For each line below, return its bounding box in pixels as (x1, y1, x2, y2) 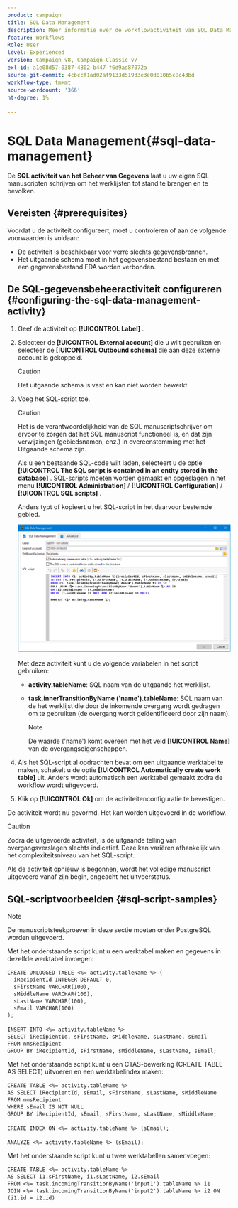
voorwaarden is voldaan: (7, 233, 79, 242)
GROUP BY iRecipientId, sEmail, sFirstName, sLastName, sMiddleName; (7, 1111, 217, 1118)
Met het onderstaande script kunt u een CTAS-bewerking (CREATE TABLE (7, 1060, 223, 1069)
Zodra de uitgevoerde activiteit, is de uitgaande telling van (7, 836, 177, 845)
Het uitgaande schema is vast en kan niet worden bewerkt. (17, 380, 190, 389)
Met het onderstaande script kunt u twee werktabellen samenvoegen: (7, 1152, 211, 1160)
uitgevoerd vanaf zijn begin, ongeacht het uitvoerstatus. (7, 872, 171, 881)
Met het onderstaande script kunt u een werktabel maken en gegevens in (7, 947, 222, 956)
